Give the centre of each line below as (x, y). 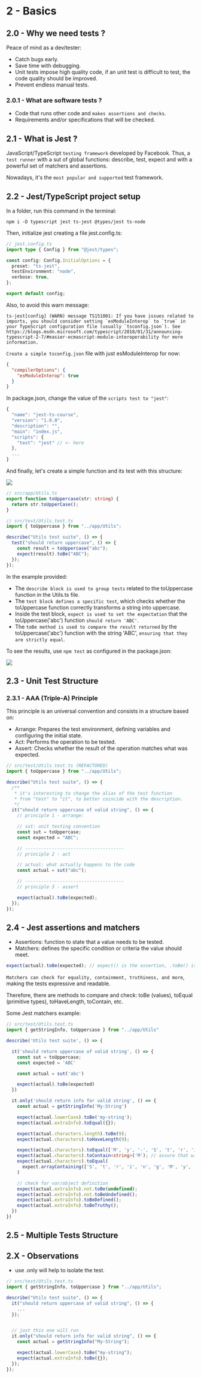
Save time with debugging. (48, 65)
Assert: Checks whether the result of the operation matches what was (101, 748)
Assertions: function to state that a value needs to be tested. (89, 942)
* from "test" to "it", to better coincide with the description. (99, 799)
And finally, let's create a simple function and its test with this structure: (94, 471)
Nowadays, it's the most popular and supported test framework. (85, 178)
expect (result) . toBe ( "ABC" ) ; (53, 554)
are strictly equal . (40, 639)
